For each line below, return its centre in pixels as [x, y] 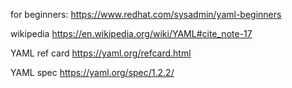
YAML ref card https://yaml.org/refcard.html [101, 53]
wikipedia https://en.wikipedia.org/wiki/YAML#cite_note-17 [131, 33]
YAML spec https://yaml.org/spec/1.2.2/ [92, 72]
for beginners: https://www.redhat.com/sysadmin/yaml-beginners [146, 14]
